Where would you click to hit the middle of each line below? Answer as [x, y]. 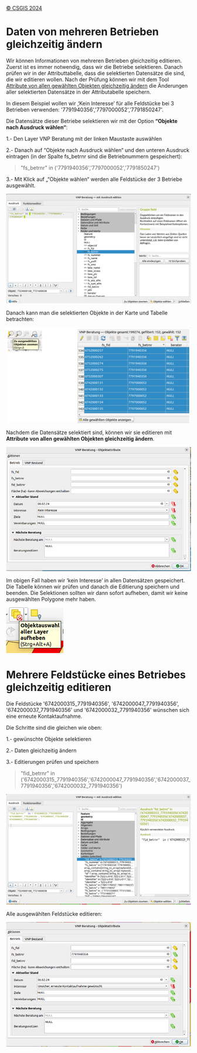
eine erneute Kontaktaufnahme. [44, 716]
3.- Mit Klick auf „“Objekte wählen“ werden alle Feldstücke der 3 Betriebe [94, 179]
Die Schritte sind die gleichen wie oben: [54, 727]
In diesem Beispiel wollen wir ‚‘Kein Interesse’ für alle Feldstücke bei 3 [90, 103]
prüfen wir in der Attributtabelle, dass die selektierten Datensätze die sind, [96, 73]
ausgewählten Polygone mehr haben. [51, 599]
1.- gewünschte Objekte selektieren [49, 739]
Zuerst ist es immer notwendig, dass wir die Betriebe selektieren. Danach [94, 67]
